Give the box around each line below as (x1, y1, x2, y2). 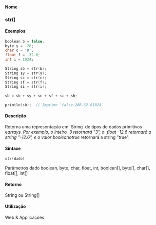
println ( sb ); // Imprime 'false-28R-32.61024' (5, 102, 104, 107)
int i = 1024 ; (5, 57, 34, 62)
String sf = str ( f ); (5, 80, 47, 85)
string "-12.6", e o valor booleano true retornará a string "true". (5, 134, 130, 140)
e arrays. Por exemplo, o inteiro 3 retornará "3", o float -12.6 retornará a (5, 129, 152, 135)
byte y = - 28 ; (5, 43, 34, 48)
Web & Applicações (5, 214, 45, 220)
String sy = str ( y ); (5, 71, 47, 76)
